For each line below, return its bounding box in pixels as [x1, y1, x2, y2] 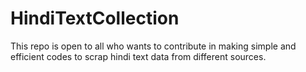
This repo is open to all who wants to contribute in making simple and [10, 40, 297, 52]
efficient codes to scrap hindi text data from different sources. [10, 50, 267, 62]
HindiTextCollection [10, 7, 180, 30]
